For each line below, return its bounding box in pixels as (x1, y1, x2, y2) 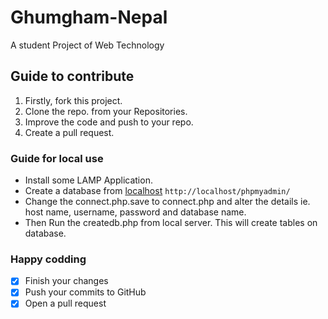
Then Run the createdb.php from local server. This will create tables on (24, 217, 318, 229)
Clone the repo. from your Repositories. (24, 105, 188, 117)
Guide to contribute (10, 68, 135, 85)
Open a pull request (24, 297, 107, 310)
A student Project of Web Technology (10, 39, 165, 51)
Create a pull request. (24, 126, 115, 138)
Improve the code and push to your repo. (24, 116, 194, 128)
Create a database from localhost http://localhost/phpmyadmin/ (24, 185, 291, 197)
